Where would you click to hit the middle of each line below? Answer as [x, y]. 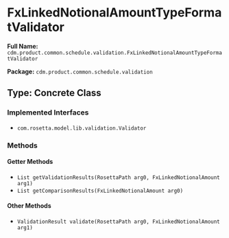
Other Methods [29, 206]
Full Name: [23, 46]
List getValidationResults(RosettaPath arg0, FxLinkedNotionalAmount [119, 177]
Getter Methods [30, 162]
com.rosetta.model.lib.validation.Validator [82, 128]
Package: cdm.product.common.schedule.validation [80, 71]
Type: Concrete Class [54, 93]
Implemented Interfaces [48, 112]
